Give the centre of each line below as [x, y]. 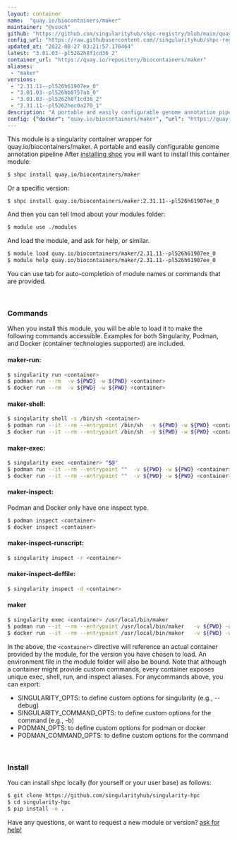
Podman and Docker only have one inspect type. [78, 507]
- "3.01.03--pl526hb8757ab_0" [55, 93]
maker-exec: [26, 448]
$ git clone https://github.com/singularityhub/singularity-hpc [104, 796]
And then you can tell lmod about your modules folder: [86, 214]
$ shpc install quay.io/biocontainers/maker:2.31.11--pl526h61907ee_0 [113, 201]
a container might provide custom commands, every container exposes [111, 669]
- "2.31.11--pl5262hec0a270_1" [56, 106]
